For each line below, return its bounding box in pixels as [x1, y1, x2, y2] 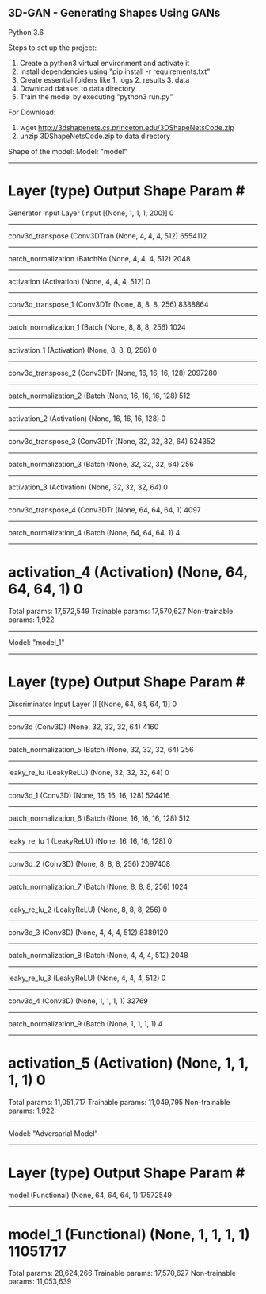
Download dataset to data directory [19, 83, 136, 93]
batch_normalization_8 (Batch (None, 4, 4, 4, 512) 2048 [8, 950, 188, 960]
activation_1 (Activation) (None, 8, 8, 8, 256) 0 [8, 345, 157, 354]
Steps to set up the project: [8, 43, 97, 52]
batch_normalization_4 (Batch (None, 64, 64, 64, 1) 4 [8, 527, 180, 537]
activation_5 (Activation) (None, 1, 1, [8, 1054, 249, 1072]
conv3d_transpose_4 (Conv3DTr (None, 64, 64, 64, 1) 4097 [8, 504, 201, 515]
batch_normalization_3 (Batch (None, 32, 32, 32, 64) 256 [8, 459, 194, 469]
